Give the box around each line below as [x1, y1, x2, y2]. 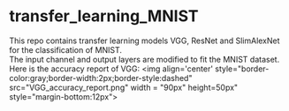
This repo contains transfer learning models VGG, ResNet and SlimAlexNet [9, 35, 280, 46]
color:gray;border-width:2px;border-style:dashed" [9, 72, 193, 83]
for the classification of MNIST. [9, 44, 122, 55]
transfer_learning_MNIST [9, 6, 199, 26]
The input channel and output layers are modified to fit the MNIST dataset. [9, 54, 280, 64]
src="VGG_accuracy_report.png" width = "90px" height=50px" [9, 82, 239, 92]
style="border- [215, 63, 270, 74]
